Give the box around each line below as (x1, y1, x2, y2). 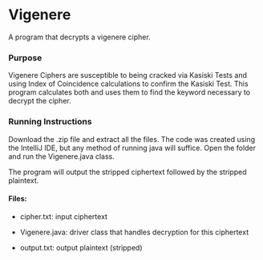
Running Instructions (8, 116, 92, 128)
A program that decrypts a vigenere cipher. (8, 32, 151, 42)
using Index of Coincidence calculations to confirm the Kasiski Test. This (8, 79, 249, 89)
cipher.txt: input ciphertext (19, 211, 108, 221)
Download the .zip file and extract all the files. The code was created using (8, 134, 255, 144)
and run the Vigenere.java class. (8, 151, 115, 161)
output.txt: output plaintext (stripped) (19, 242, 143, 252)
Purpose (8, 52, 42, 63)
